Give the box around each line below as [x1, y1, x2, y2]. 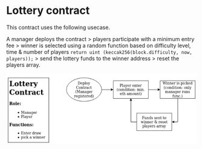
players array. [6, 61, 41, 68]
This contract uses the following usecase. [6, 24, 111, 31]
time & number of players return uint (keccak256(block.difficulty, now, [6, 48, 192, 55]
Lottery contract [6, 4, 90, 18]
